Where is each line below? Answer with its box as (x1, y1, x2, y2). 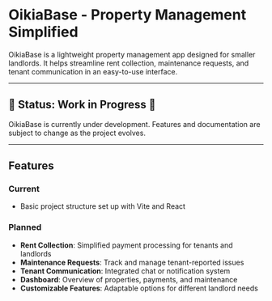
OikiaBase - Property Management (8, 6, 247, 24)
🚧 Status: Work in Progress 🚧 (8, 98, 156, 112)
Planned (8, 222, 42, 233)
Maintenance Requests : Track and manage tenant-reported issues (19, 257, 244, 267)
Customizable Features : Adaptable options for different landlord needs (19, 283, 259, 293)
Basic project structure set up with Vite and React (19, 201, 186, 211)
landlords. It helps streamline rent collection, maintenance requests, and (8, 58, 249, 68)
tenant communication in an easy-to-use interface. (8, 66, 178, 76)
